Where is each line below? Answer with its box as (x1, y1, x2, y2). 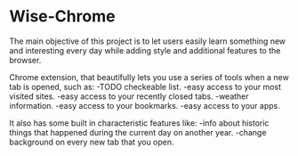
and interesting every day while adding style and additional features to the (9, 45, 281, 55)
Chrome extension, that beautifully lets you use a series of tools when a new (9, 71, 289, 82)
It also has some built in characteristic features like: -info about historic (9, 118, 270, 128)
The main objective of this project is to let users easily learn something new (9, 36, 286, 46)
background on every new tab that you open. (9, 136, 175, 147)
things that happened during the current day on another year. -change (9, 127, 267, 137)
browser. (9, 54, 42, 65)
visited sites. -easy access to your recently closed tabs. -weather (9, 91, 249, 102)
